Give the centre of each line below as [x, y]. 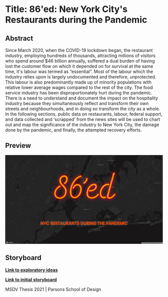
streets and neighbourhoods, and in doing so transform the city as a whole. [83, 109]
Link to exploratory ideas [32, 270]
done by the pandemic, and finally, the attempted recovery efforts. [73, 130]
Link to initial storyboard [31, 279]
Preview [18, 146]
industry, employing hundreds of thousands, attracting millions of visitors [80, 55]
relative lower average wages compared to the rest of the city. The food [79, 87]
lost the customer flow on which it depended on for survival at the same [79, 66]
